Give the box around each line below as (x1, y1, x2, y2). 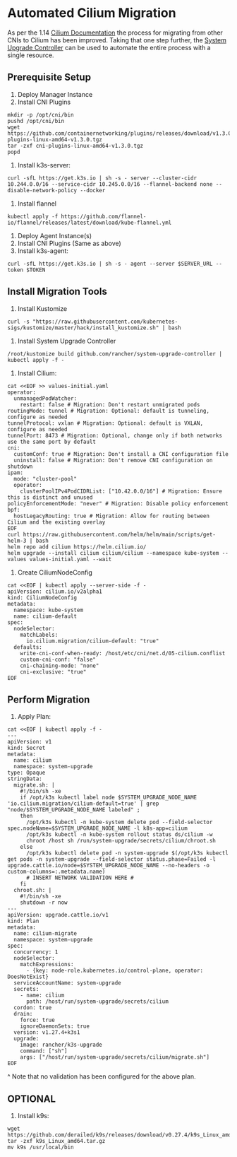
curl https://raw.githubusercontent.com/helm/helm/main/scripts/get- (7, 531, 217, 538)
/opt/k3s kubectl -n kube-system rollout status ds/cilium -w (25, 831, 213, 838)
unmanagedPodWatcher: (13, 394, 78, 402)
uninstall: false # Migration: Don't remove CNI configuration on (13, 457, 213, 464)
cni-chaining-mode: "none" (20, 662, 99, 669)
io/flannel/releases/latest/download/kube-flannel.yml (7, 219, 172, 226)
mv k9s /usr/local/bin (7, 1144, 74, 1151)
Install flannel (17, 199, 56, 208)
